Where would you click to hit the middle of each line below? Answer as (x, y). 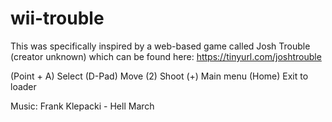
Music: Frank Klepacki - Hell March (82, 106)
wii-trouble (57, 18)
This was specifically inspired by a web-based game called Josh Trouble (160, 46)
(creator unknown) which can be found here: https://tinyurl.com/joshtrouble (166, 56)
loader (23, 86)
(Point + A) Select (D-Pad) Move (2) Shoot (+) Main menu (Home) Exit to (159, 76)
